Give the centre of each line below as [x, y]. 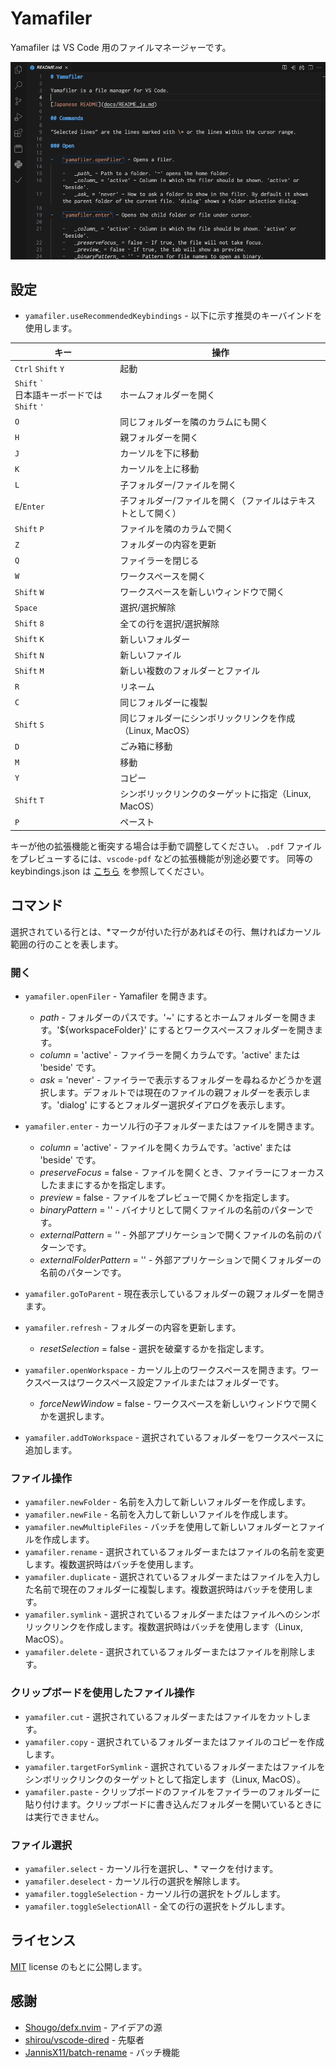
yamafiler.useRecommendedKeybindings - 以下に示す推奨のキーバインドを [173, 316]
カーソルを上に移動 [159, 469]
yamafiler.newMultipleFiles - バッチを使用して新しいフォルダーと [162, 1527]
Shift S [29, 725]
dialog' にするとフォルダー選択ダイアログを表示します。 [175, 1105]
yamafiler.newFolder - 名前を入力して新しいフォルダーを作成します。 [168, 1502]
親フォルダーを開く [159, 437]
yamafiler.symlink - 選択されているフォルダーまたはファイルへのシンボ [172, 1614]
